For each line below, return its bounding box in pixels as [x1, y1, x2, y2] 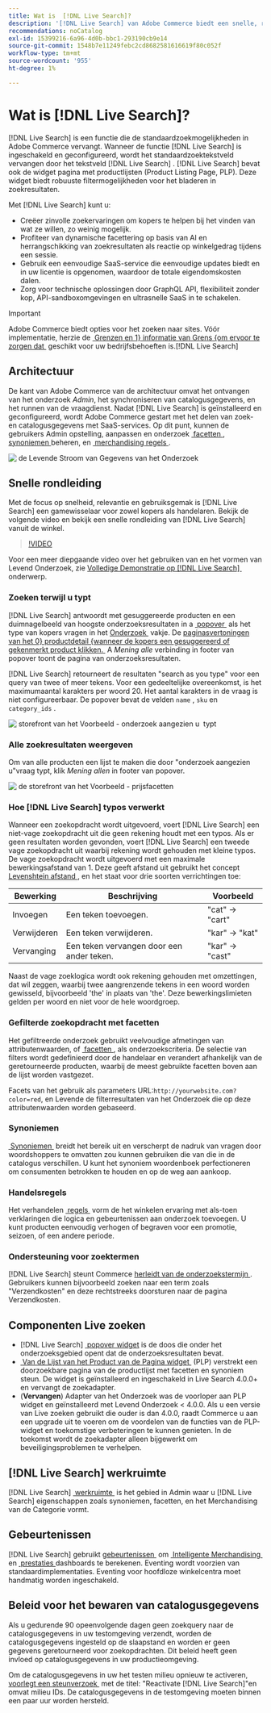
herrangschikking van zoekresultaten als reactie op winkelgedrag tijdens [19, 241, 262, 251]
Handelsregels [8, 1187, 67, 1198]
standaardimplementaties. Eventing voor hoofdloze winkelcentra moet [8, 1566, 241, 1576]
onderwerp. [8, 572, 48, 582]
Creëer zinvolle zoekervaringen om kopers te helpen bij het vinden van [19, 215, 256, 225]
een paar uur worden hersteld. [8, 1695, 110, 1705]
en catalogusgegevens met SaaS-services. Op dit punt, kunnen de [8, 420, 230, 430]
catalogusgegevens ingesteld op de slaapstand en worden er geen [8, 1637, 231, 1647]
